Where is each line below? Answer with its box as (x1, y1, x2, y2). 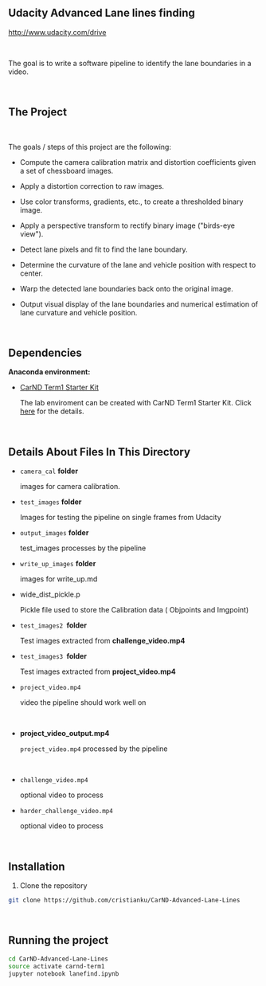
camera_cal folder (19, 466, 78, 476)
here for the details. (19, 406, 85, 417)
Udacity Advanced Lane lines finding (8, 6, 195, 20)
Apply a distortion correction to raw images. (19, 181, 165, 190)
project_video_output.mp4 (19, 729, 110, 738)
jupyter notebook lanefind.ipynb (8, 969, 119, 978)
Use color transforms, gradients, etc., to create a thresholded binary (19, 197, 244, 206)
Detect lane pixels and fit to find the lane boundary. (19, 245, 189, 254)
